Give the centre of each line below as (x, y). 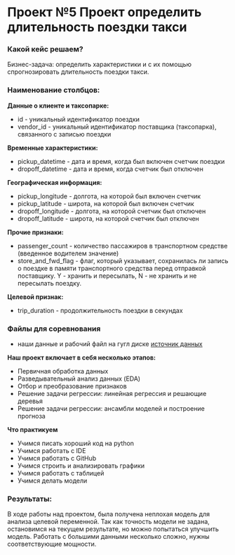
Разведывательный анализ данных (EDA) (79, 379)
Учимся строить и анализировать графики (81, 466)
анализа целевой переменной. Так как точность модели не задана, (109, 522)
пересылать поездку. (49, 283)
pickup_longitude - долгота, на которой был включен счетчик (109, 196)
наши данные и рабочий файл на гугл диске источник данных (110, 344)
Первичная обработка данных (63, 371)
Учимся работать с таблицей (61, 473)
